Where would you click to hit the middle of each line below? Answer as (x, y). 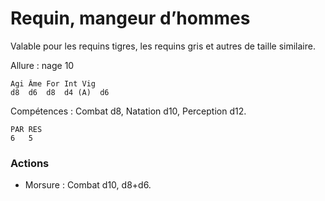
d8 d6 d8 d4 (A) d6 (60, 92)
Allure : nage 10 (42, 65)
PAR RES (26, 129)
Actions (30, 163)
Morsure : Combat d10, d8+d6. (88, 185)
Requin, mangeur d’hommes (130, 18)
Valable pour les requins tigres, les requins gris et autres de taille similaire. (163, 46)
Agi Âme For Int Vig (53, 83)
